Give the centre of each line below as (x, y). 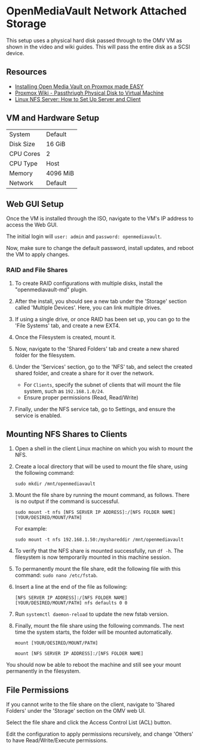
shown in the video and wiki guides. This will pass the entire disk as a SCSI (98, 47)
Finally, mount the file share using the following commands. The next (99, 626)
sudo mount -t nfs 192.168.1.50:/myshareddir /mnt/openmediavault (99, 540)
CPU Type (23, 163)
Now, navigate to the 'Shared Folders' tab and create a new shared (97, 348)
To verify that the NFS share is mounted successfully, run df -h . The (99, 551)
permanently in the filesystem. (44, 671)
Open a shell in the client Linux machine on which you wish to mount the (104, 448)
